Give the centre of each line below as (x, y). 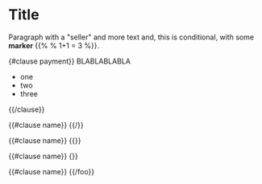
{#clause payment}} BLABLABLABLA (70, 61)
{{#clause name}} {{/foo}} (52, 171)
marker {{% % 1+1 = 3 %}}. (54, 45)
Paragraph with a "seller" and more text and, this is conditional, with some (131, 37)
